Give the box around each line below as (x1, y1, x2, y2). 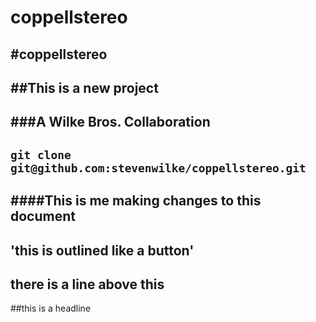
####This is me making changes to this (10, 192, 262, 210)
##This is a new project (10, 79, 159, 96)
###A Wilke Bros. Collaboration (10, 114, 211, 131)
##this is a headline (10, 302, 92, 315)
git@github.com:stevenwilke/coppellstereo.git (10, 161, 307, 175)
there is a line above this (10, 276, 165, 293)
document (10, 208, 76, 225)
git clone (10, 147, 72, 162)
